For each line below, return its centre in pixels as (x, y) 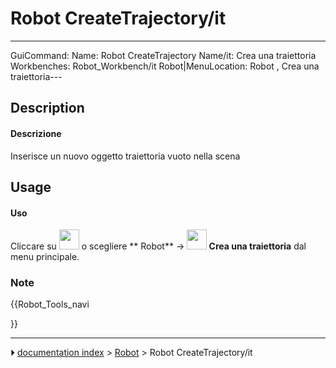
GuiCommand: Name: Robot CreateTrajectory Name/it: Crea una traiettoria (163, 55)
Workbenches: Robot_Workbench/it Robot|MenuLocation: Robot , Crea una (165, 66)
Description (47, 108)
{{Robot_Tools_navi (50, 304)
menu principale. (45, 257)
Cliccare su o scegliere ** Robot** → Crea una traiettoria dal (158, 246)
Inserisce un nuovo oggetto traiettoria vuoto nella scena (125, 156)
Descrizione (36, 133)
